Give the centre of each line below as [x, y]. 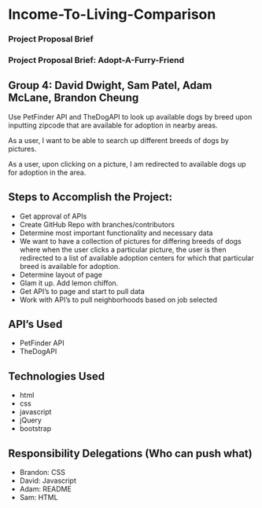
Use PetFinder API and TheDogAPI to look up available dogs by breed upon [130, 116]
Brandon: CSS [42, 473]
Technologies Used [56, 376]
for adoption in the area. [47, 172]
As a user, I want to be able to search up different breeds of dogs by [119, 140]
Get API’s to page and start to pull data [82, 291]
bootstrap [35, 429]
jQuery [30, 420]
